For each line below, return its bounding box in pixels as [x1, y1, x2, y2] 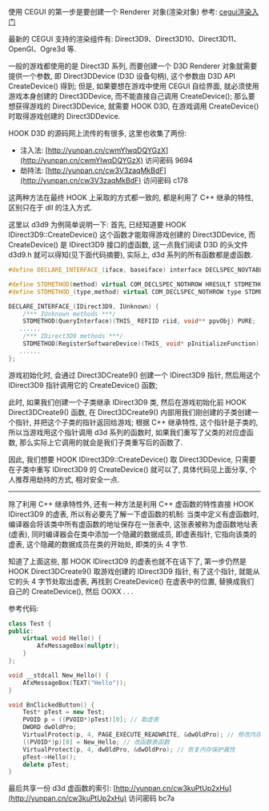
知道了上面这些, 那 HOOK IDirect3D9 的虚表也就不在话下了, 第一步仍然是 [8, 556, 247, 566]
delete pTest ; [22, 760, 70, 768]
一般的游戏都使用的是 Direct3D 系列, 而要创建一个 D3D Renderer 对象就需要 [8, 61, 258, 71]
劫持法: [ [19, 165, 48, 175]
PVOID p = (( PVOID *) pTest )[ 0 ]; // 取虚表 [22, 715, 159, 724]
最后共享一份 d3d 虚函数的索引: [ [8, 784, 116, 793]
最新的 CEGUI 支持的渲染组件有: [8, 35, 114, 43]
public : [8, 627, 34, 635]
